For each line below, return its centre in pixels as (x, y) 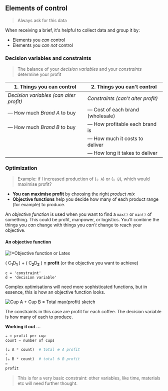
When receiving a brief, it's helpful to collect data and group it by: (72, 30)
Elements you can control (39, 40)
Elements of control (36, 8)
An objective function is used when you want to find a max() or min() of (78, 214)
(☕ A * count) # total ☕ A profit (43, 350)
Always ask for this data (42, 20)
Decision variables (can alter (42, 95)
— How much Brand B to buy (42, 127)
